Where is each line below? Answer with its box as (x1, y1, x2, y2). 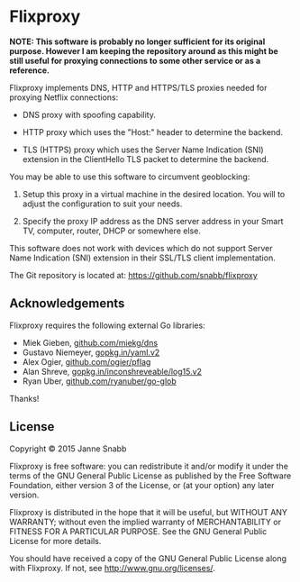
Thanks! (9, 393, 40, 404)
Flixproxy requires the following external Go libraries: (9, 320, 205, 331)
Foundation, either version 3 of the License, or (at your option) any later (9, 479, 275, 490)
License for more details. (9, 535, 102, 546)
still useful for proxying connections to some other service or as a (9, 55, 261, 66)
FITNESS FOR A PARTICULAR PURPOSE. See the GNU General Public (9, 525, 268, 537)
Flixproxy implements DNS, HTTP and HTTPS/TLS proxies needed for (9, 82, 268, 93)
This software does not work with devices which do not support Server (9, 242, 273, 253)
